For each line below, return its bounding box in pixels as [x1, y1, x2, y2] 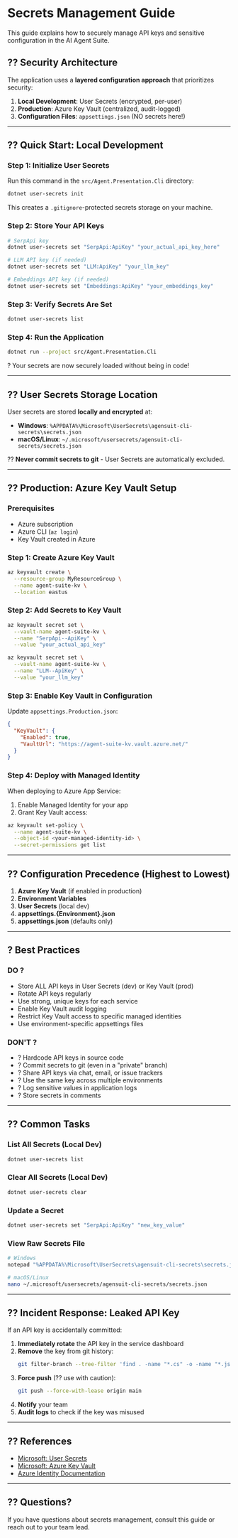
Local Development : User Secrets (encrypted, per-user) [17, 97, 183, 105]
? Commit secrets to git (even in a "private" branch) [17, 1060, 168, 1069]
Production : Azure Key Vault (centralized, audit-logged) [17, 104, 181, 113]
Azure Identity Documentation [17, 1469, 106, 1478]
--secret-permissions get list [13, 841, 106, 849]
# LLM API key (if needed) [7, 257, 87, 264]
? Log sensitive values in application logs [17, 1083, 137, 1092]
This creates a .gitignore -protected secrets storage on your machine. [7, 203, 213, 212]
